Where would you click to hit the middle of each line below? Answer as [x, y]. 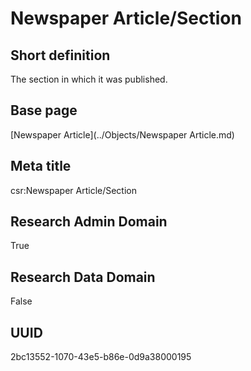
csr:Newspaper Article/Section [74, 190]
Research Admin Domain [89, 222]
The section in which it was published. [89, 79]
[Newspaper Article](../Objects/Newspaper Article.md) [122, 134]
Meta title [41, 166]
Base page [44, 110]
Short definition [60, 55]
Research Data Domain [83, 277]
